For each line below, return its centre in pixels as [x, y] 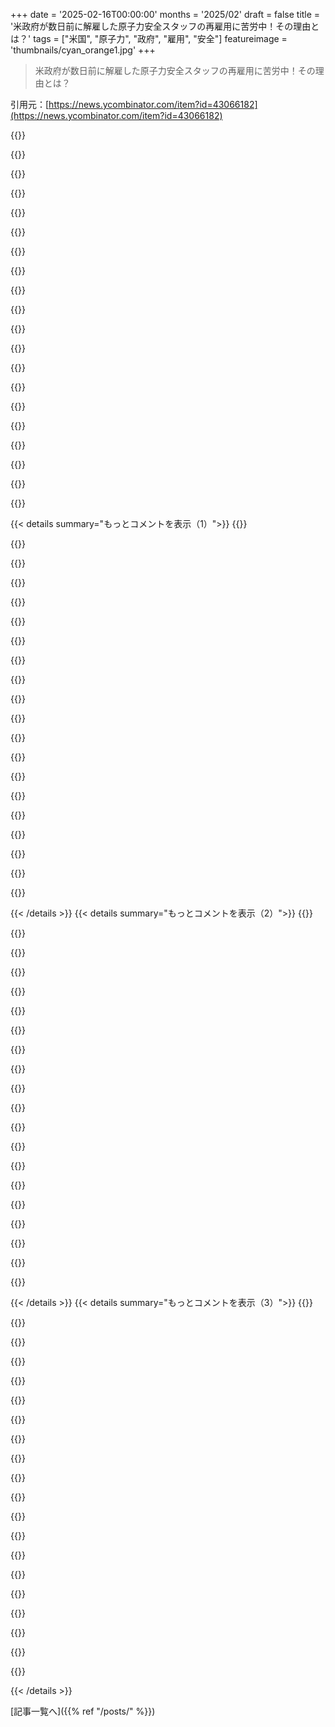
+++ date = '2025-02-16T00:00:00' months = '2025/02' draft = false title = [165, 14]
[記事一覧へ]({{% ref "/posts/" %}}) [83, 1711]
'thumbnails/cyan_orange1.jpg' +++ [83, 50]
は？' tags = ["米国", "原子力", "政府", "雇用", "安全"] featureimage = [149, 38]
